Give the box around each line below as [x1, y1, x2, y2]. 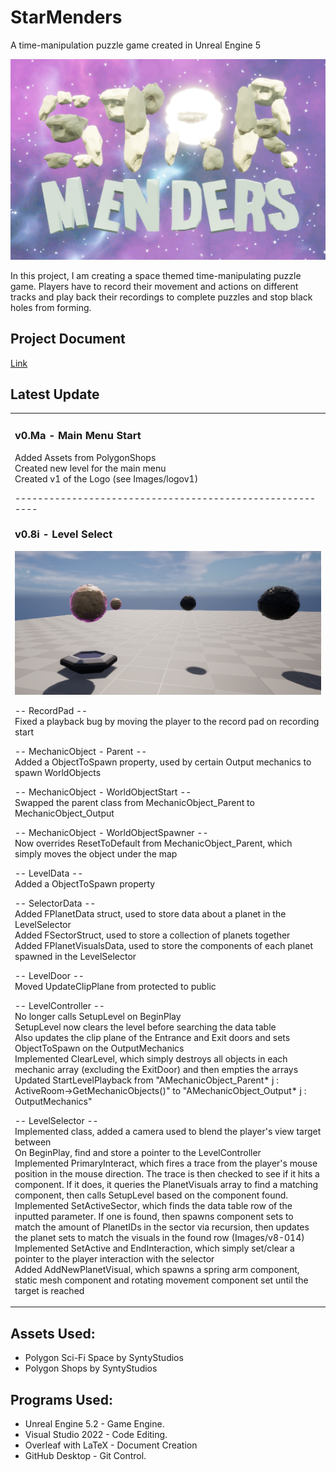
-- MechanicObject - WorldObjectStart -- [14, 786, 192, 798]
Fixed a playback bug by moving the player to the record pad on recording [14, 715, 320, 727]
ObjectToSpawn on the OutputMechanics [14, 1042, 185, 1054]
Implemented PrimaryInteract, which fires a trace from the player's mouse [14, 1157, 318, 1169]
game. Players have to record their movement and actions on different [10, 280, 299, 292]
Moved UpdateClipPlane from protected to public [14, 980, 217, 992]
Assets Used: [10, 1325, 96, 1342]
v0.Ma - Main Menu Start [14, 429, 142, 443]
